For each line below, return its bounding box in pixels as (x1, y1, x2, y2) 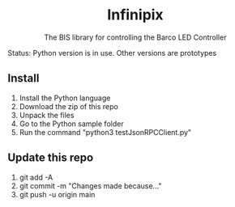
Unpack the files (19, 110, 75, 120)
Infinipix (107, 6, 164, 24)
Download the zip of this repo (19, 101, 118, 111)
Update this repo (7, 151, 94, 165)
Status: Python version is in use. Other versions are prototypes (7, 48, 217, 57)
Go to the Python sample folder (19, 119, 124, 129)
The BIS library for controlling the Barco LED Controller (44, 32, 227, 42)
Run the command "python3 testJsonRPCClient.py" (19, 127, 192, 137)
